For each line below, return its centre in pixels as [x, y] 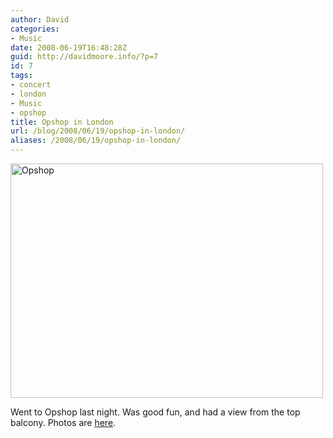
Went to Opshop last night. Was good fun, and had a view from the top [155, 412]
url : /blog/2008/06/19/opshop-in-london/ [98, 131]
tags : [21, 76]
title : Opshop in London [62, 122]
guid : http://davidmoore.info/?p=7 [84, 57]
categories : [35, 29]
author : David [40, 19]
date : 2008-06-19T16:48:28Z [69, 47]
